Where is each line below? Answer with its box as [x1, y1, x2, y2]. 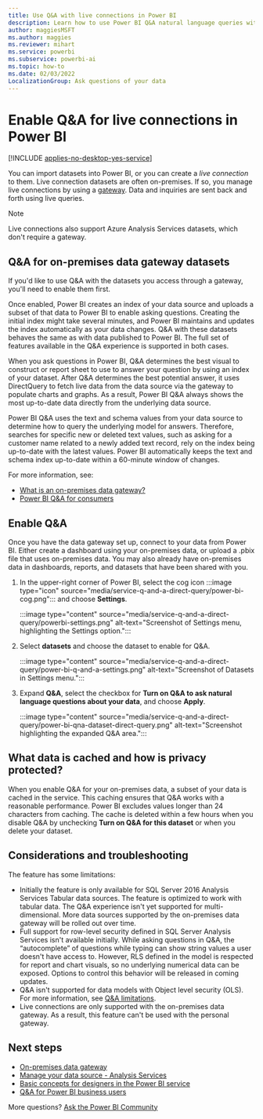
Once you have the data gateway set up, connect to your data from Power [8, 538, 247, 547]
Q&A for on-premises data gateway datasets [8, 255, 230, 268]
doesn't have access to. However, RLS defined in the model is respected [19, 951, 254, 961]
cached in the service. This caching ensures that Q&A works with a [8, 793, 225, 802]
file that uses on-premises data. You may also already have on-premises [8, 554, 242, 563]
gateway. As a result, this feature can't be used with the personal [19, 1010, 229, 1019]
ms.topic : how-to [8, 63, 65, 71]
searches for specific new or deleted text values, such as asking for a [8, 430, 232, 439]
